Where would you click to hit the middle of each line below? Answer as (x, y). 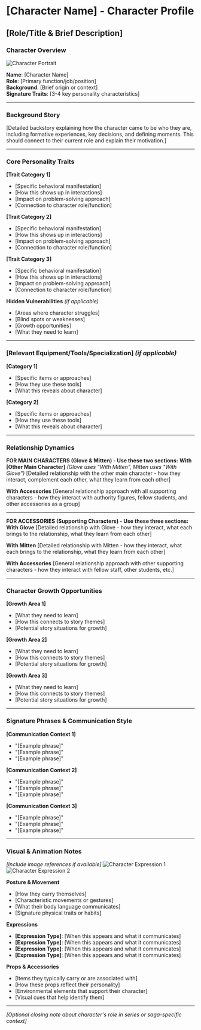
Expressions (22, 924)
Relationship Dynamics (40, 447)
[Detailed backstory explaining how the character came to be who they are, (99, 128)
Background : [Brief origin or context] (52, 87)
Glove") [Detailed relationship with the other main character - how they (93, 473)
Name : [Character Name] (37, 74)
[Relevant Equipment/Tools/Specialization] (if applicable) (92, 353)
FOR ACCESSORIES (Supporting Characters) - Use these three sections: (98, 521)
